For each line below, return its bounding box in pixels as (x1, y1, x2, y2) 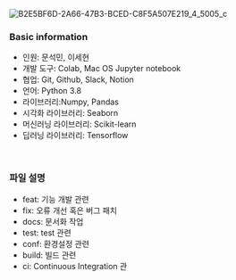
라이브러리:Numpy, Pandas (21, 96, 119, 107)
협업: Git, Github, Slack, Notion (21, 74, 134, 85)
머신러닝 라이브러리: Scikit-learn (21, 119, 137, 129)
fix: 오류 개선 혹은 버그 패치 (21, 205, 118, 216)
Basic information (9, 30, 88, 43)
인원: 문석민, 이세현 (21, 52, 89, 62)
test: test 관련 (21, 227, 72, 238)
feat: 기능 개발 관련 (21, 194, 89, 204)
